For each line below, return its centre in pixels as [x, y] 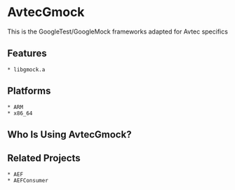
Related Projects [44, 158]
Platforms [29, 91]
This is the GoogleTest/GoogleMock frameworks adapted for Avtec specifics [117, 31]
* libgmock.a [26, 70]
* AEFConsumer [28, 180]
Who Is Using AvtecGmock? [69, 134]
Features [27, 53]
